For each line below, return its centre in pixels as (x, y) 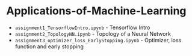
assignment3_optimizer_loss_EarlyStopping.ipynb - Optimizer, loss (98, 40)
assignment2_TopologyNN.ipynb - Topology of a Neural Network (93, 33)
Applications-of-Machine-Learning (96, 11)
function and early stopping (49, 46)
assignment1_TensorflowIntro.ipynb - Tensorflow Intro (82, 27)
